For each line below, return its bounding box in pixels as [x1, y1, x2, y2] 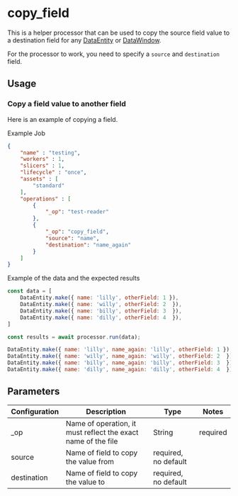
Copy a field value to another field [7, 99, 126, 109]
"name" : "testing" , [20, 149, 81, 157]
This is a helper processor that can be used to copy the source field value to [7, 28, 230, 37]
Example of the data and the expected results [7, 274, 140, 283]
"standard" [33, 182, 65, 189]
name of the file [66, 436, 118, 446]
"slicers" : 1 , [20, 162, 65, 169]
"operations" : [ [20, 195, 72, 203]
